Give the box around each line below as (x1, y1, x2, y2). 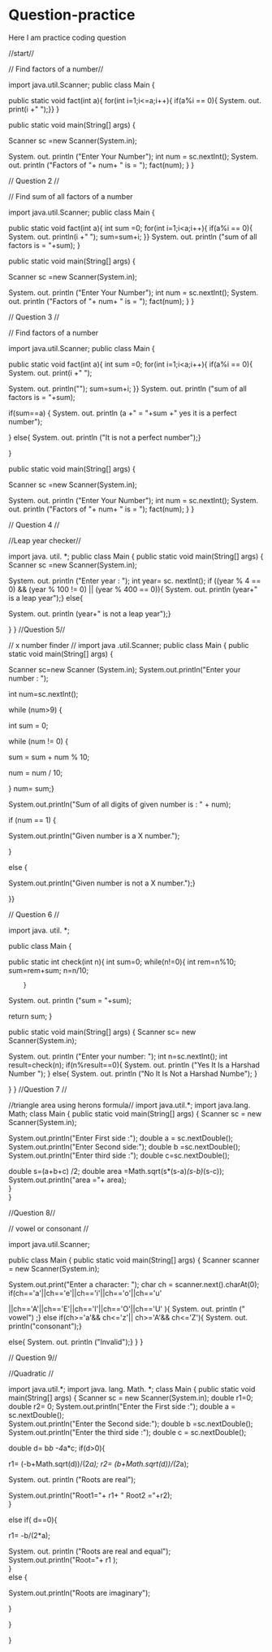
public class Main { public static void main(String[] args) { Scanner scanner (8, 1254, 260, 1265)
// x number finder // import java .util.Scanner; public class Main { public (8, 640, 249, 650)
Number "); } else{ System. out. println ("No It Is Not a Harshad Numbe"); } (8, 1068, 258, 1078)
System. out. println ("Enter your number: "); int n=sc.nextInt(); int (8, 1051, 228, 1061)
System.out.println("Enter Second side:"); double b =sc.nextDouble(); (8, 1141, 241, 1151)
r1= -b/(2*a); (8, 1530, 51, 1540)
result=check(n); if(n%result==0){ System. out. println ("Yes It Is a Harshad (8, 1059, 260, 1070)
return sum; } (8, 1011, 53, 1021)
